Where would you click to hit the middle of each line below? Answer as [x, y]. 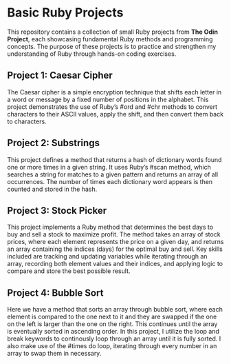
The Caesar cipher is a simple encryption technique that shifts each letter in [114, 92]
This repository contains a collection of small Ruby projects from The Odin [113, 32]
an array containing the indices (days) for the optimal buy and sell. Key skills [115, 249]
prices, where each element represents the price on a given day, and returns [115, 242]
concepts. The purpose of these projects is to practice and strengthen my [112, 46]
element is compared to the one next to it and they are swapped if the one [112, 317]
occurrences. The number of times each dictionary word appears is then [110, 181]
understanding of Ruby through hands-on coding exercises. [92, 54]
